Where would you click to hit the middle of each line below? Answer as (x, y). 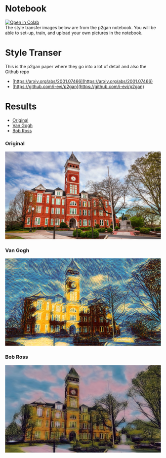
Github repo (17, 72)
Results (21, 106)
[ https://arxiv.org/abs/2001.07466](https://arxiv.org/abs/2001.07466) (83, 81)
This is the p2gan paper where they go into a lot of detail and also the (76, 66)
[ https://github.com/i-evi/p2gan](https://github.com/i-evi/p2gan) (78, 86)
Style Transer (33, 53)
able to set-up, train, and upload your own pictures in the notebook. (74, 33)
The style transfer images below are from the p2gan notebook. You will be (81, 27)
